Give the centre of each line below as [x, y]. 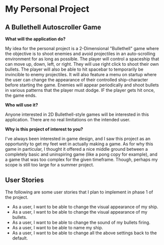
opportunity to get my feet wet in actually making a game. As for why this [79, 144]
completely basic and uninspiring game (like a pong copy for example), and [81, 154]
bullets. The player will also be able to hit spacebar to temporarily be [74, 69]
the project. [17, 197]
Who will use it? [22, 105]
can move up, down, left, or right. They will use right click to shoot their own [82, 64]
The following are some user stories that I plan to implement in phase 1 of [79, 192]
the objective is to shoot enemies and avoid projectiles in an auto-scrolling [80, 54]
